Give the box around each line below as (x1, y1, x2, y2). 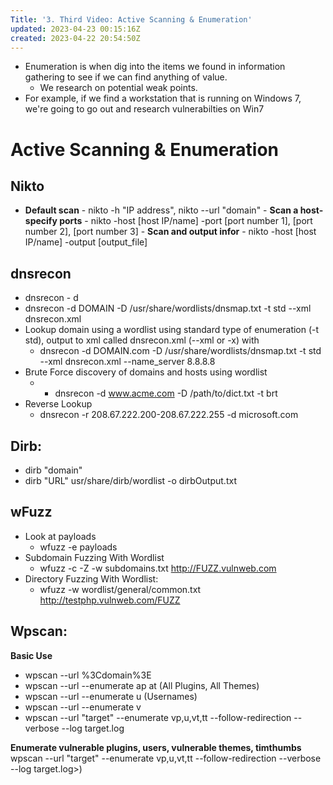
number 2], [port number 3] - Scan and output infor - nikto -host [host (24, 226, 317, 238)
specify (24, 215, 58, 227)
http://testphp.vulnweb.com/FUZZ (39, 594, 181, 606)
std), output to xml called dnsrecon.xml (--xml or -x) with (24, 334, 260, 346)
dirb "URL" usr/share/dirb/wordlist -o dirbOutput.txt (24, 475, 237, 486)
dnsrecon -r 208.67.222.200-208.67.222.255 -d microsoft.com (39, 409, 299, 421)
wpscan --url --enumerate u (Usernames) (24, 690, 198, 702)
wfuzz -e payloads (39, 541, 118, 553)
